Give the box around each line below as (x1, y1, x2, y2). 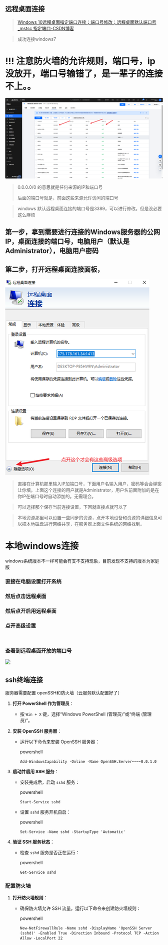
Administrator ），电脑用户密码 (5, 247, 99, 255)
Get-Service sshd (19, 870, 56, 875)
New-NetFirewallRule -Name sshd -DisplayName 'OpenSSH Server (19, 926, 152, 931)
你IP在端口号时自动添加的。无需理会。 (17, 493, 96, 499)
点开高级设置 (5, 622, 36, 629)
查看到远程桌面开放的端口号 (5, 647, 72, 654)
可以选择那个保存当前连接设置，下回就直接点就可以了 (17, 504, 127, 510)
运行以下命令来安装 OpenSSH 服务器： (19, 739, 100, 745)
